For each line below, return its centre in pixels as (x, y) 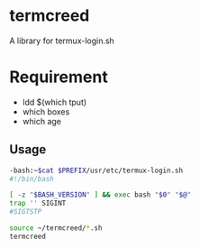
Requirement (59, 77)
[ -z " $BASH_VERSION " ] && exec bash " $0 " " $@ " (100, 195)
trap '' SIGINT (38, 204)
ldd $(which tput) (55, 102)
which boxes (46, 111)
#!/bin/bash (32, 179)
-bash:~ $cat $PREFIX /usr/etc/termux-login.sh (96, 170)
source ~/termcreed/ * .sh (56, 228)
